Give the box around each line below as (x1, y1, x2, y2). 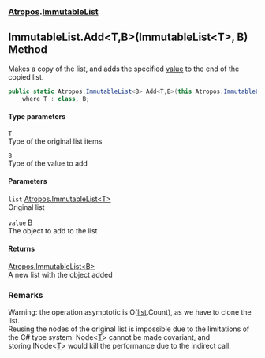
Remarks (8, 290, 43, 301)
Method (8, 43, 48, 57)
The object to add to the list (8, 226, 98, 235)
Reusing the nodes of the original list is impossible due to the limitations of (8, 324, 250, 334)
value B (8, 218, 33, 227)
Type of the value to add (8, 158, 88, 168)
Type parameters (8, 112, 66, 121)
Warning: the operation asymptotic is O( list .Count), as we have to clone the (8, 308, 252, 317)
